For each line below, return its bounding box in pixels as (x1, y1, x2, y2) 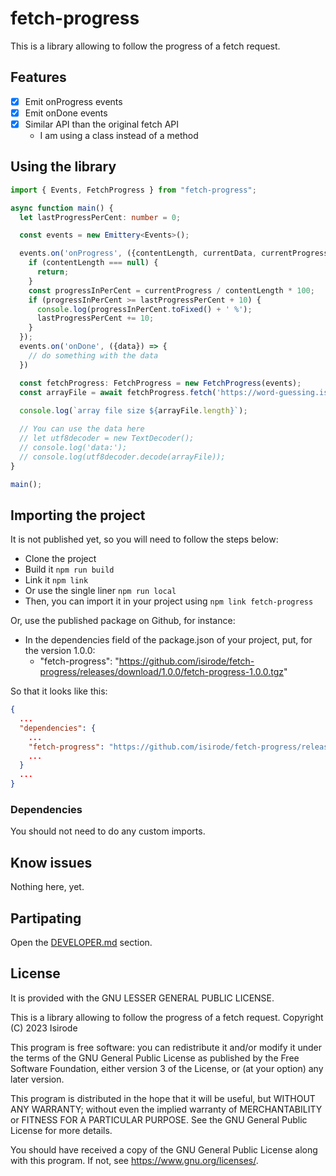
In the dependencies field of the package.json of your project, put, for (24, 634, 313, 646)
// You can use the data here (19, 424, 145, 434)
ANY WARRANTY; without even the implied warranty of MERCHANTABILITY (10, 1103, 323, 1115)
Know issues (10, 854, 93, 871)
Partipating (10, 910, 82, 927)
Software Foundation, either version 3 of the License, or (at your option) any (10, 1062, 324, 1074)
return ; (36, 267, 70, 277)
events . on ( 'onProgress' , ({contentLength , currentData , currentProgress (19, 248, 329, 259)
